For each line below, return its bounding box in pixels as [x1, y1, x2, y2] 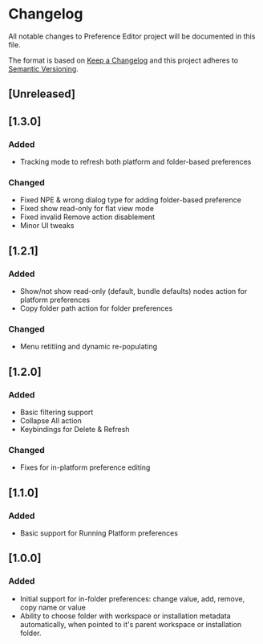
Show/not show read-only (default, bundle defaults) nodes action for [19, 287, 248, 296]
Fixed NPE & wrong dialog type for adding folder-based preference [19, 195, 242, 205]
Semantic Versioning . [8, 63, 79, 73]
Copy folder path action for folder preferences [19, 304, 173, 313]
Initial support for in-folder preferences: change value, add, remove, [19, 593, 245, 603]
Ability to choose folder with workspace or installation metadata [19, 611, 231, 621]
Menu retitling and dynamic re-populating [19, 342, 158, 352]
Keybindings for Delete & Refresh [19, 424, 130, 434]
